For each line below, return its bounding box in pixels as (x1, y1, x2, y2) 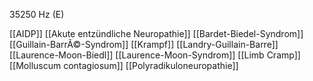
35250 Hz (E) (9, 9, 65, 20)
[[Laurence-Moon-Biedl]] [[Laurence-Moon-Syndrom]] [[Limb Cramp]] (9, 49, 301, 61)
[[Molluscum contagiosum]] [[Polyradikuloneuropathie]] (9, 60, 239, 71)
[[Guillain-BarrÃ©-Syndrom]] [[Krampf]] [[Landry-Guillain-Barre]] (9, 39, 279, 50)
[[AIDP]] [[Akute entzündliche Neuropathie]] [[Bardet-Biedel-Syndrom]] (9, 28, 304, 39)
